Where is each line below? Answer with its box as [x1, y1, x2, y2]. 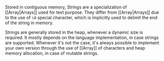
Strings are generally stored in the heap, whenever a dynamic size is [5, 30, 143, 35]
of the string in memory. [5, 20, 54, 26]
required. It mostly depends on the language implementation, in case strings [5, 34, 159, 40]
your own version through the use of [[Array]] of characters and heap [5, 45, 145, 51]
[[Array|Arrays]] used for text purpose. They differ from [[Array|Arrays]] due [5, 9, 159, 15]
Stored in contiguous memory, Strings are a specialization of [5, 4, 127, 10]
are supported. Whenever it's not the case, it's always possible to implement [5, 40, 160, 46]
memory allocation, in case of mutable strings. [5, 50, 99, 56]
